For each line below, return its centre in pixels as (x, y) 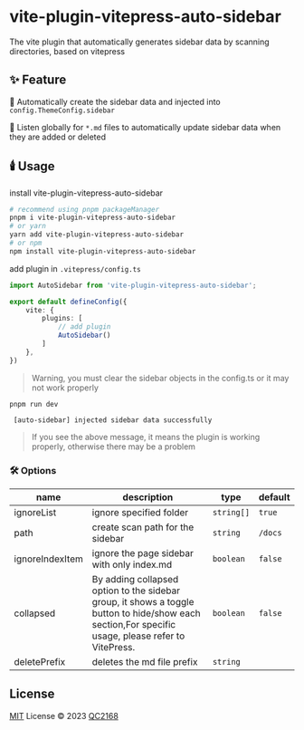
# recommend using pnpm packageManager (85, 209)
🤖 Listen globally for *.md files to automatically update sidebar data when (145, 127)
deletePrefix (40, 661)
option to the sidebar (136, 591)
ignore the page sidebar (143, 552)
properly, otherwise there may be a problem (114, 447)
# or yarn (28, 226)
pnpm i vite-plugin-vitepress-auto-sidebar (93, 218)
